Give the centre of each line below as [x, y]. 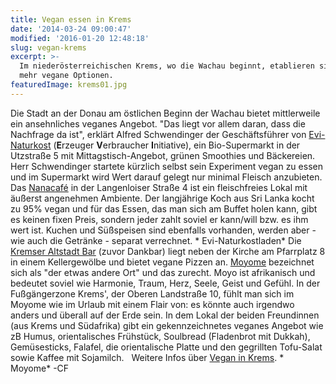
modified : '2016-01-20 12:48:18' [80, 38]
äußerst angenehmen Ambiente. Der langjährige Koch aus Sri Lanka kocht [162, 198]
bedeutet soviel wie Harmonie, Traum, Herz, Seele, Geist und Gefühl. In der [165, 283]
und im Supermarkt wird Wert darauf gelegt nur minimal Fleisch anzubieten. [166, 177]
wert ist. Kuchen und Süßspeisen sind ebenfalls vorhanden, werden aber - [163, 230]
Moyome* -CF [40, 368]
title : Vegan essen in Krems [71, 19]
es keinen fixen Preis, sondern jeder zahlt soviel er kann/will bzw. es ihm [159, 219]
